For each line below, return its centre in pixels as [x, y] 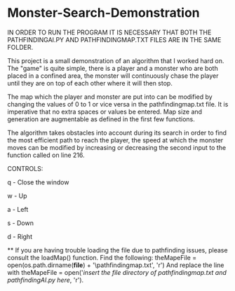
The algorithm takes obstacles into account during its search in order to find [117, 133]
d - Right [20, 236]
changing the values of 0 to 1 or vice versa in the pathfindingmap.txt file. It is [118, 104]
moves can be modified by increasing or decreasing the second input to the [117, 147]
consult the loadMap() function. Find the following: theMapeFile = [102, 257]
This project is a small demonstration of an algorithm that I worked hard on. [116, 60]
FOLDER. [20, 47]
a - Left [18, 209]
